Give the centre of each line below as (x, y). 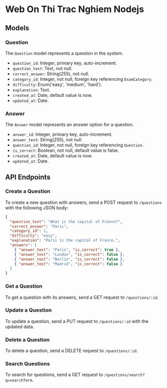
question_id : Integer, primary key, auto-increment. (65, 63)
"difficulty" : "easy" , (33, 236)
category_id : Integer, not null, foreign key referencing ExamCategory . (82, 79)
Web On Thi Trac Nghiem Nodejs (75, 9)
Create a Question (28, 191)
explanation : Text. (31, 90)
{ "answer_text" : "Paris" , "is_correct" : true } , (67, 250)
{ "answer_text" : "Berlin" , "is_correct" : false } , (69, 259)
